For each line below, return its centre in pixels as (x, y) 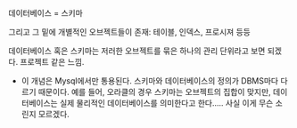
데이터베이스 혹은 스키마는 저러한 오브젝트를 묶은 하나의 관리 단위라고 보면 (137, 51)
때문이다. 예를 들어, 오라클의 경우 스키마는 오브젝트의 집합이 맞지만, (154, 92)
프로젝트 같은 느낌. (52, 62)
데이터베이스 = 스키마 (46, 13)
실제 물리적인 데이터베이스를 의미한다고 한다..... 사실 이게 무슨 (167, 103)
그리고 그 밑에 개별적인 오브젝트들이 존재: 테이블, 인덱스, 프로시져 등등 (129, 32)
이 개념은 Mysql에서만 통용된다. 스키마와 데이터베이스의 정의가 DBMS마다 (149, 81)
